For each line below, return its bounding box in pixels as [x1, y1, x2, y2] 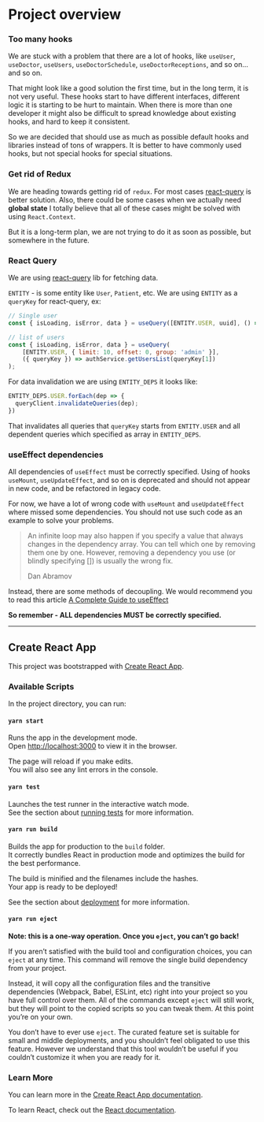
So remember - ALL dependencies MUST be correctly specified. [8, 611, 222, 620]
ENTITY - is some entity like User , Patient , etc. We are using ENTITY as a [8, 288, 238, 298]
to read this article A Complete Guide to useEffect [8, 595, 169, 604]
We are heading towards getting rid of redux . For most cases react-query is [8, 187, 251, 196]
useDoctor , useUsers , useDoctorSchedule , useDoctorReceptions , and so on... [8, 60, 249, 69]
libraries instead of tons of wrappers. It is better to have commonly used [8, 140, 242, 150]
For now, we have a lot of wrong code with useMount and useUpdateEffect [8, 499, 245, 509]
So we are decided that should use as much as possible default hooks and [8, 132, 249, 142]
